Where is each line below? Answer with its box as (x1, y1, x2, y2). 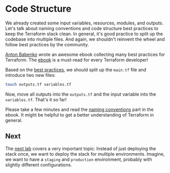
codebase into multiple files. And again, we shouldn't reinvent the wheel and (5, 36, 165, 42)
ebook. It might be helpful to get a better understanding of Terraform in (5, 111, 154, 118)
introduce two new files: (5, 72, 56, 78)
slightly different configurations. (5, 161, 72, 168)
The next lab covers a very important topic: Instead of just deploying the (5, 146, 156, 152)
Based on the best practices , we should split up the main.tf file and (5, 67, 146, 73)
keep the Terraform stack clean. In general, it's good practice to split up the (5, 31, 163, 37)
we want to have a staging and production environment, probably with (5, 156, 152, 162)
